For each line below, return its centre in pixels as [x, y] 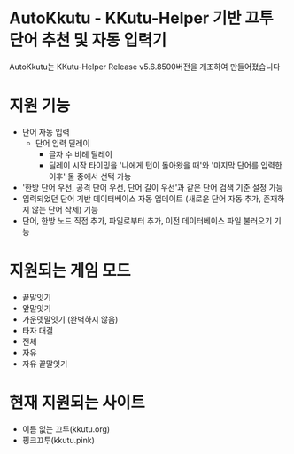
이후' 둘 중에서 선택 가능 [90, 176]
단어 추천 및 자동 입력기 [88, 40]
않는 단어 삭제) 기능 [65, 209]
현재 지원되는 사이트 [77, 403]
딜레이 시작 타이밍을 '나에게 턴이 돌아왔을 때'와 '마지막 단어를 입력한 [165, 165]
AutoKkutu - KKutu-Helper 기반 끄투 [142, 18]
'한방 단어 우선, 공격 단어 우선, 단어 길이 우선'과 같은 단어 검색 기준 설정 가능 [152, 187]
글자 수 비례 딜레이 [81, 154]
